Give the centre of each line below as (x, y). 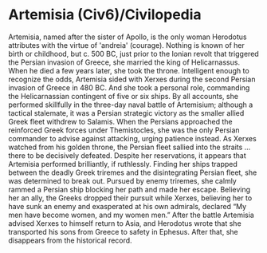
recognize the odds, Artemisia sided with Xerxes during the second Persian (132, 79)
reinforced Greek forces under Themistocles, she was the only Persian (124, 130)
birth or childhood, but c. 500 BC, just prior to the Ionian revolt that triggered (133, 53)
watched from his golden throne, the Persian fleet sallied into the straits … (130, 147)
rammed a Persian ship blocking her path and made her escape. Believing (130, 189)
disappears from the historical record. (71, 240)
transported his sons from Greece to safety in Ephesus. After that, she (123, 231)
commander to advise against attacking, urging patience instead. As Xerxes (132, 138)
